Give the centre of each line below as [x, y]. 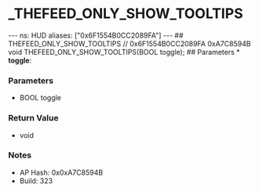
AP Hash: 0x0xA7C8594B [61, 172]
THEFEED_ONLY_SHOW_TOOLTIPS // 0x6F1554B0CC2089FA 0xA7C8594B [129, 43]
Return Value [33, 118]
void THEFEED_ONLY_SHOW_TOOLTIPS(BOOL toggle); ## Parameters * [124, 52]
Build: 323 [36, 180]
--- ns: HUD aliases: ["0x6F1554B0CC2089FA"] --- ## [96, 35]
